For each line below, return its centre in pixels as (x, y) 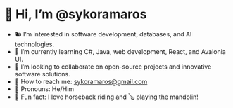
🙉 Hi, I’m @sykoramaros (76, 14)
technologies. (34, 44)
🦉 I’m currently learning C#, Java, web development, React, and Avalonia (120, 51)
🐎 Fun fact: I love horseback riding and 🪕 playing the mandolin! (107, 97)
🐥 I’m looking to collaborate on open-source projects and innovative (113, 67)
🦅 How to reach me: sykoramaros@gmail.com (81, 81)
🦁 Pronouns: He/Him (44, 89)
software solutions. (43, 74)
